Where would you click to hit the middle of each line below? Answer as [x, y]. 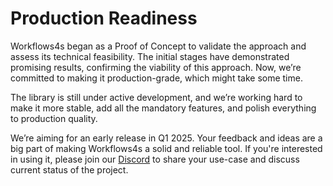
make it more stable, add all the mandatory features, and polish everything [163, 108]
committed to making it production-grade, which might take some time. [156, 78]
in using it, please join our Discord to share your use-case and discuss [155, 159]
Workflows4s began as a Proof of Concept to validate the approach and [158, 46]
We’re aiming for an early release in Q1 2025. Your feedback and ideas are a [166, 138]
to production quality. [54, 118]
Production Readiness [104, 18]
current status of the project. [69, 169]
